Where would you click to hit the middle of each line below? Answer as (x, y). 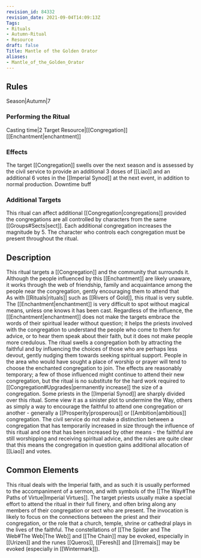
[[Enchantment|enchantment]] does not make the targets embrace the (93, 317)
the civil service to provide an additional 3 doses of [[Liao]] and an (88, 171)
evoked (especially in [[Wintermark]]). (53, 548)
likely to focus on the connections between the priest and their (83, 516)
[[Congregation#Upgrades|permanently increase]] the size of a (85, 387)
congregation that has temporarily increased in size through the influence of (100, 426)
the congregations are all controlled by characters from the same (86, 219)
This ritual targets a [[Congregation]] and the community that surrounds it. (98, 272)
